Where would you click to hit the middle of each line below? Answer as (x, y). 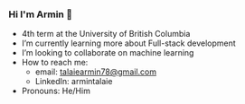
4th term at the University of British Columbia (106, 34)
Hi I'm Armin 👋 (41, 14)
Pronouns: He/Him (56, 91)
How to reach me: (55, 63)
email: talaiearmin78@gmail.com (96, 72)
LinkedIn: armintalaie (74, 82)
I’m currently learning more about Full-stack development (128, 43)
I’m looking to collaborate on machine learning (108, 53)
